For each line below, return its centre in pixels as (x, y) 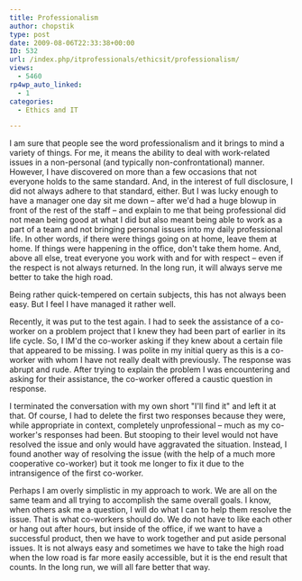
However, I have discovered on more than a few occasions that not (133, 172)
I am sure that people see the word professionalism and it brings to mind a (147, 143)
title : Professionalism (54, 18)
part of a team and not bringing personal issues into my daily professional (146, 230)
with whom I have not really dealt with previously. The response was (164, 360)
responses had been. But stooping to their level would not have (161, 435)
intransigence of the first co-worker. (77, 473)
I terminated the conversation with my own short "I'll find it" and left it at (143, 406)
